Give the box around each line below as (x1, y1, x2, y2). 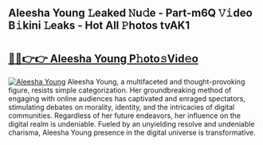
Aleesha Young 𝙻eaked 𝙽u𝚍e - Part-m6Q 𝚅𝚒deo (8, 6, 253, 20)
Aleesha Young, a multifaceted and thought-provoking (67, 77, 245, 86)
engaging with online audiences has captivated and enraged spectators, (8, 94, 245, 103)
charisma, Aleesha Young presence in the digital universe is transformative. (8, 127, 257, 137)
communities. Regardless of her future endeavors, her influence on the (8, 111, 241, 120)
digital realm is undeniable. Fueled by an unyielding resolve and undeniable (8, 120, 255, 128)
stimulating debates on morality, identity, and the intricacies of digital (8, 103, 235, 112)
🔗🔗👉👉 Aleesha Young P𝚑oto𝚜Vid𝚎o (8, 52, 199, 65)
